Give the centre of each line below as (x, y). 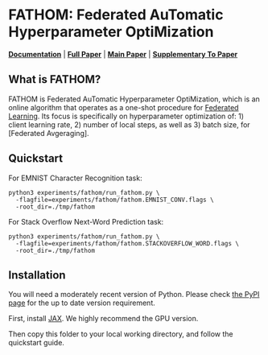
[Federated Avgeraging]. (49, 133)
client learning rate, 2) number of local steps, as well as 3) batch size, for (130, 124)
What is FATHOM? (55, 79)
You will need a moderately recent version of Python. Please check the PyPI (134, 295)
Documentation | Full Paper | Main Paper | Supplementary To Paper (123, 54)
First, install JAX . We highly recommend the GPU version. (103, 319)
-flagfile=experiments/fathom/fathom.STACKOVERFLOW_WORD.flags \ (128, 243)
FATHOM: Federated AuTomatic (116, 15)
